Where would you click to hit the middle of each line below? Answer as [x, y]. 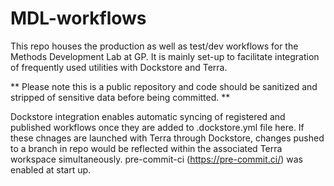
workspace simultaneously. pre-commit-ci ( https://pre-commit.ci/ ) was [156, 159]
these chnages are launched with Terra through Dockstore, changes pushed [167, 138]
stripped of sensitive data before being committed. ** [120, 97]
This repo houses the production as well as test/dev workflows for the [154, 46]
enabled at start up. [51, 169]
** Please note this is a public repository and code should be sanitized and [164, 86]
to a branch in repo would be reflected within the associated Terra [146, 148]
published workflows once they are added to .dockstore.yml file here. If [157, 127]
